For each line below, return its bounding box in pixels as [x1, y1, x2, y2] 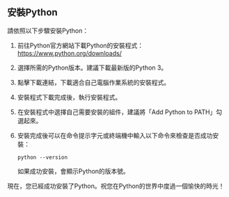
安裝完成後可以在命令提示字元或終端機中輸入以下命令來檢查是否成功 [17, 131, 213, 139]
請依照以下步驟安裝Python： [7, 26, 89, 35]
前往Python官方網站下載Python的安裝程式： [17, 41, 144, 49]
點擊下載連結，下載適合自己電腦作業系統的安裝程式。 [17, 78, 171, 86]
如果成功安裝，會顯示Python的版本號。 [17, 166, 130, 175]
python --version [17, 154, 68, 161]
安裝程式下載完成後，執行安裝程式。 [17, 93, 122, 101]
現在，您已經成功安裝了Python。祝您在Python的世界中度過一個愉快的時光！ [7, 182, 225, 190]
